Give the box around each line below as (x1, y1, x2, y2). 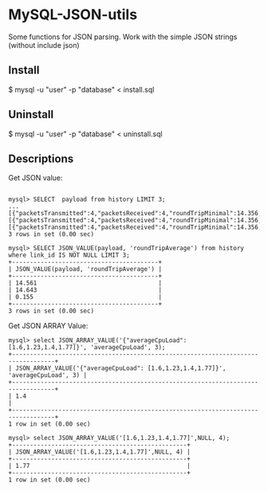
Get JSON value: (8, 173, 63, 183)
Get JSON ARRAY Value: (8, 321, 89, 331)
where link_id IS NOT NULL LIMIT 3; (8, 251, 130, 260)
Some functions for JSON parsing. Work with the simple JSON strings (8, 32, 238, 41)
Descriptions (8, 151, 74, 165)
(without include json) (8, 40, 80, 49)
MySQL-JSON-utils (8, 6, 138, 24)
